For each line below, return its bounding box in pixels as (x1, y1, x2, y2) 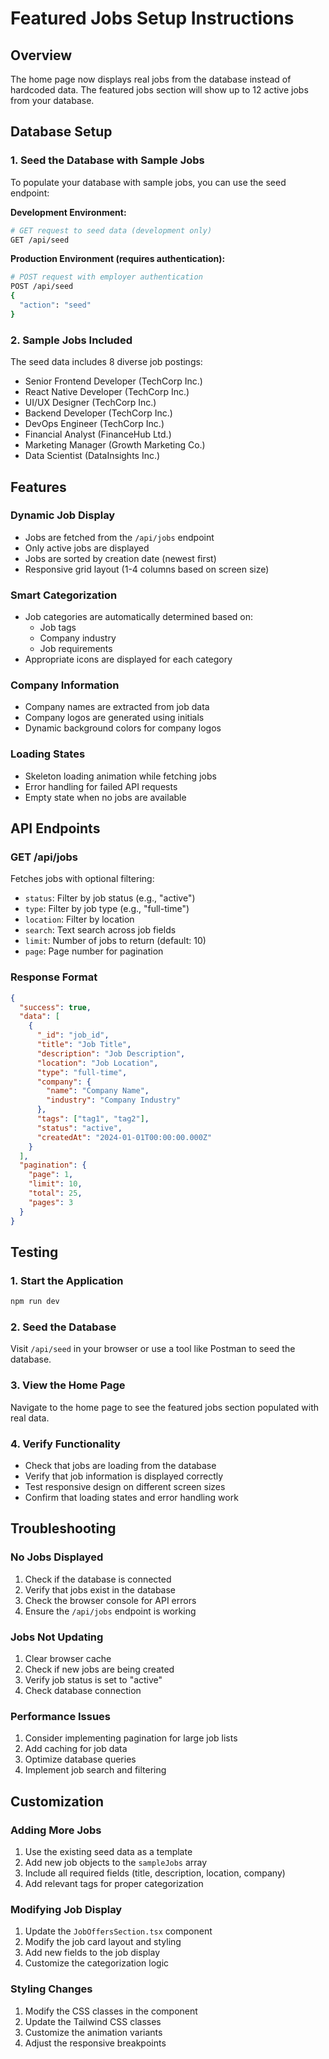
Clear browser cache (24, 1652, 112, 1664)
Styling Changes (10, 1982, 93, 1996)
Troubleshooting (10, 1520, 117, 1537)
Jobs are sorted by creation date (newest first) (24, 552, 217, 564)
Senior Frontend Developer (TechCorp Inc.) (24, 375, 203, 387)
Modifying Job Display (10, 1902, 123, 1916)
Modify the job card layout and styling (24, 1936, 182, 1948)
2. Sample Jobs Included (10, 333, 133, 347)
